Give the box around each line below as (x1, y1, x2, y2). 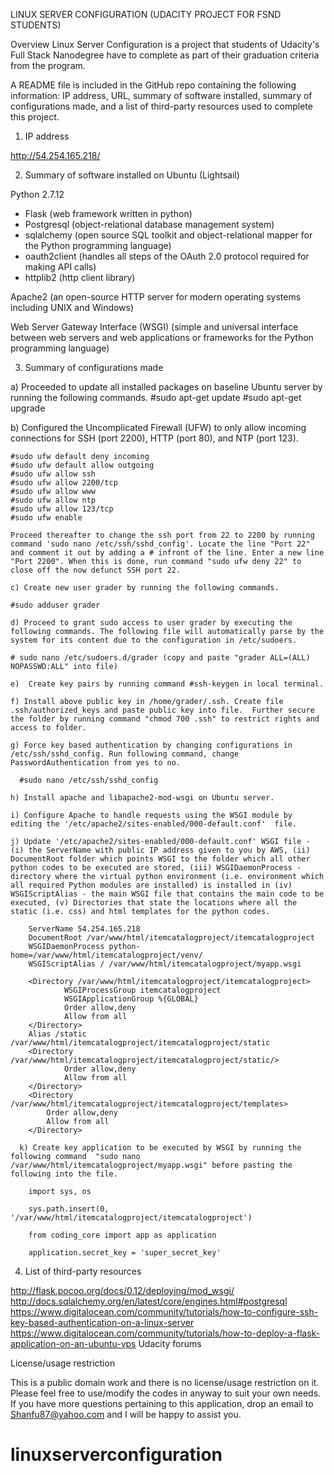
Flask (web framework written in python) (24, 208, 193, 219)
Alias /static (28, 1029, 87, 1039)
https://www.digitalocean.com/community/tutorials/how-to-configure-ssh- (10, 1306, 319, 1318)
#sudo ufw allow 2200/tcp (10, 478, 118, 488)
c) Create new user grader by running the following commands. (10, 583, 280, 593)
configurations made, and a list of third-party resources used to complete (10, 100, 313, 112)
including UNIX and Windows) (10, 302, 135, 313)
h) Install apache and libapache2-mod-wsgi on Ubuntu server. (10, 793, 275, 803)
